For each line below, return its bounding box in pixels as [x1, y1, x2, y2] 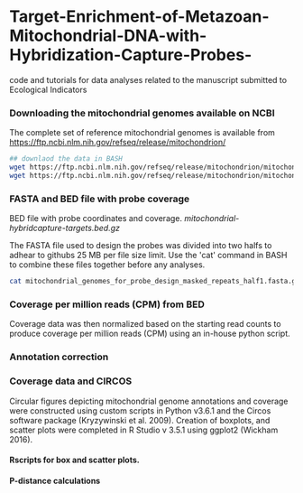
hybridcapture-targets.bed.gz [9, 223, 120, 234]
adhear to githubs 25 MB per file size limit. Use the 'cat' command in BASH [9, 250, 288, 261]
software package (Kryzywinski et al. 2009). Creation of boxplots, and [9, 414, 271, 425]
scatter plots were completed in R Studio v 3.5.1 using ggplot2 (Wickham [9, 424, 279, 435]
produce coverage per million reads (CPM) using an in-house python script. [9, 328, 290, 340]
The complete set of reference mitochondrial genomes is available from [9, 127, 275, 138]
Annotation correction [9, 350, 109, 363]
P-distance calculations [9, 475, 101, 486]
